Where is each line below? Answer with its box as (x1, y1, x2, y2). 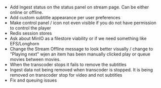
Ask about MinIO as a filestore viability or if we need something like (9, 35, 147, 41)
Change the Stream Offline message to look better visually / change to (9, 46, 153, 52)
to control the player (9, 25, 51, 31)
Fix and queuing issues (9, 77, 57, 83)
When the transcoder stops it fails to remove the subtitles (9, 61, 127, 67)
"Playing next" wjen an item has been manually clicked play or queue (9, 51, 151, 57)
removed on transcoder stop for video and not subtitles (9, 72, 122, 78)
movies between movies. (9, 57, 61, 62)
